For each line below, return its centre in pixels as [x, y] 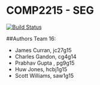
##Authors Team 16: [31, 38]
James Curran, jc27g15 [43, 50]
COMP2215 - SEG [50, 10]
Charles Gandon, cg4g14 [46, 56]
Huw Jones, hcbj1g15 [41, 69]
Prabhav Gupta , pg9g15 [45, 63]
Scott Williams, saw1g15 [44, 75]
